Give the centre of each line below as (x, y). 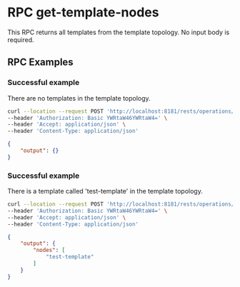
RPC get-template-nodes (83, 12)
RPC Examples (40, 62)
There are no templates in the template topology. (79, 98)
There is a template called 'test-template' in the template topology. (105, 191)
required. (21, 39)
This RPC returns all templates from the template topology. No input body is (119, 32)
